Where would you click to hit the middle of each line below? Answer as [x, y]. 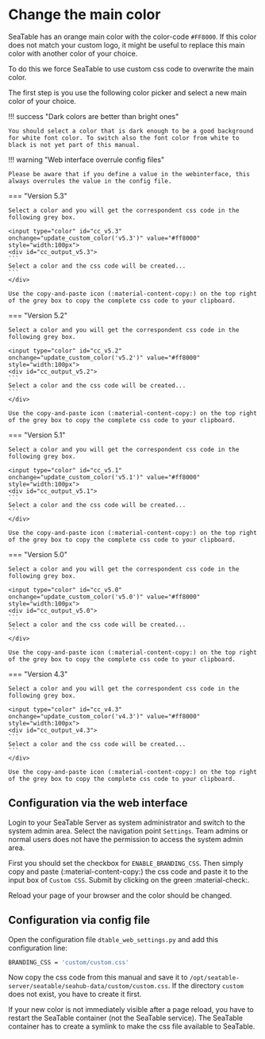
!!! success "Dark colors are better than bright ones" [94, 116]
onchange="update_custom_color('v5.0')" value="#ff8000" [104, 597]
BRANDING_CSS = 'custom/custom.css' [69, 962]
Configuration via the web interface [98, 803]
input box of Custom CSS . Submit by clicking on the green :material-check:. [129, 879]
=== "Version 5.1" [37, 435]
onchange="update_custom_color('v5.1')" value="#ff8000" [104, 477]
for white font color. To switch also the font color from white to [124, 138]
